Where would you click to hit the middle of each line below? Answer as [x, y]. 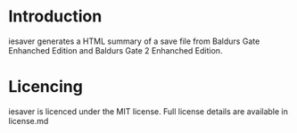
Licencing [46, 87]
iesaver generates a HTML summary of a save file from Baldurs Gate [134, 41]
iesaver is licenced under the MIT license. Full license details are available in [148, 111]
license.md [29, 121]
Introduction [55, 17]
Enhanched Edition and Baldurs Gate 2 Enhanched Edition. [115, 50]
